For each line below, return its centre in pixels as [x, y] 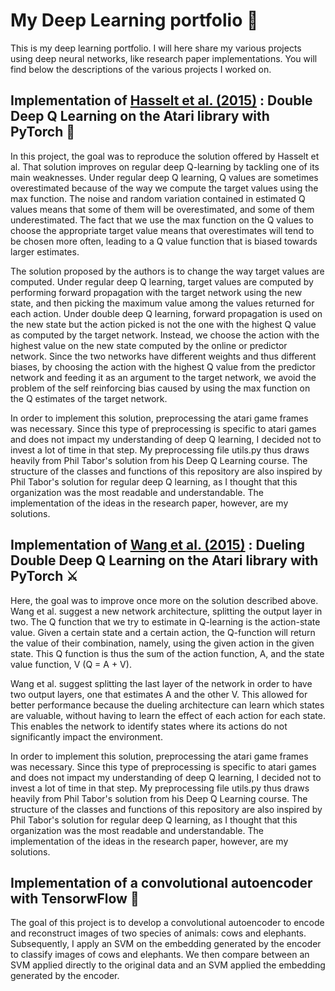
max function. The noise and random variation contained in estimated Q [158, 198]
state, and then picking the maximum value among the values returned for [162, 303]
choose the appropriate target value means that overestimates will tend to [162, 230]
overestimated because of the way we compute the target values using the [164, 188]
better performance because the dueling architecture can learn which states [167, 705]
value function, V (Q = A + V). [71, 664]
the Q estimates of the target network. [89, 398]
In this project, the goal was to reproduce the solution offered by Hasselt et [165, 156]
